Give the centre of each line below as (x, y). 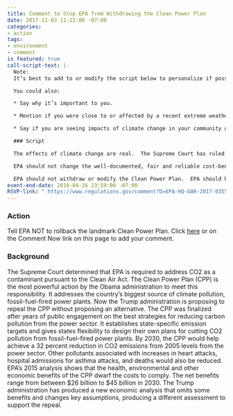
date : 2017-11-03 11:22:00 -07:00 (57, 20)
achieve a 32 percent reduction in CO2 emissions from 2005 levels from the (115, 346)
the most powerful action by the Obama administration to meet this (103, 287)
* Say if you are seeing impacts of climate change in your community (118, 129)
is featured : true (34, 59)
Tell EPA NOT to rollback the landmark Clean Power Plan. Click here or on (112, 231)
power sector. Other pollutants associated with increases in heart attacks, (112, 353)
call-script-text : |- (38, 65)
